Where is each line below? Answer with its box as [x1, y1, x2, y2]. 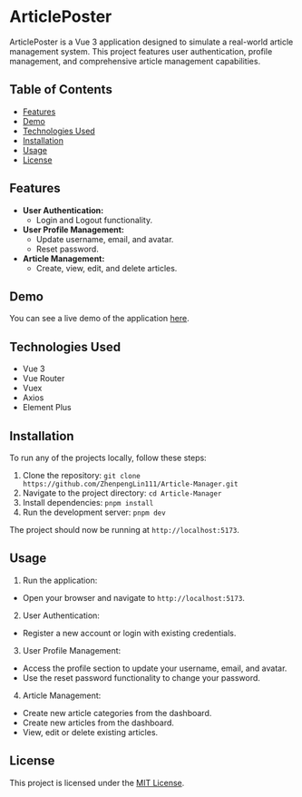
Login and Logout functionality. [35, 214, 152, 225]
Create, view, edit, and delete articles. [35, 262, 178, 273]
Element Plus [22, 402, 72, 413]
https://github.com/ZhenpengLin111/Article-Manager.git [22, 479, 239, 488]
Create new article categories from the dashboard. [22, 707, 212, 718]
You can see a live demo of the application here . [9, 313, 190, 324]
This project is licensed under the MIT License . [9, 777, 185, 788]
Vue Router [22, 373, 65, 384]
